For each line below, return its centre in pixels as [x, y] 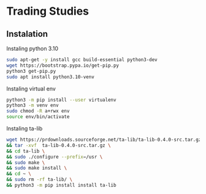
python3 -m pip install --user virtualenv [61, 100]
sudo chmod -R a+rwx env [38, 111]
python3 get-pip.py [31, 71]
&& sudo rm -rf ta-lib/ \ [39, 180]
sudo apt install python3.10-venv [51, 77]
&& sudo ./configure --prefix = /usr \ [55, 157]
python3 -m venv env [33, 105]
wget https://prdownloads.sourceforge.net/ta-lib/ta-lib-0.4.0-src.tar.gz [104, 140]
